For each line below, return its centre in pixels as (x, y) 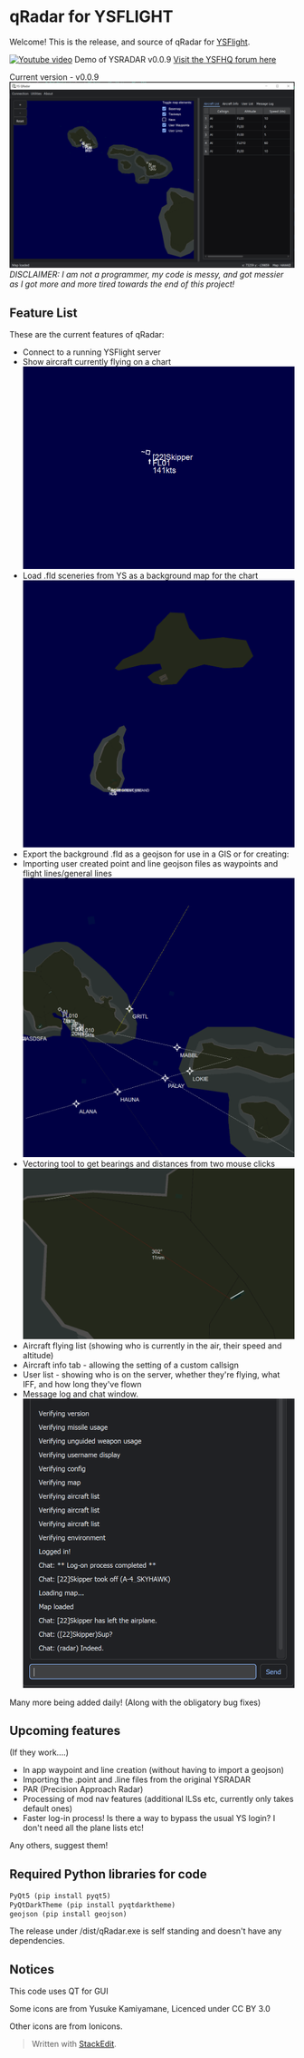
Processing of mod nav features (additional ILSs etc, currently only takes (158, 1799)
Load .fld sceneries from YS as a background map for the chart (140, 576)
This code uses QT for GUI (59, 1991)
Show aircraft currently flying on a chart (97, 362)
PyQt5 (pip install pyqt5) (60, 1896)
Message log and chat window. (80, 1394)
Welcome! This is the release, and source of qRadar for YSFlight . (130, 42)
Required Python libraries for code (109, 1874)
